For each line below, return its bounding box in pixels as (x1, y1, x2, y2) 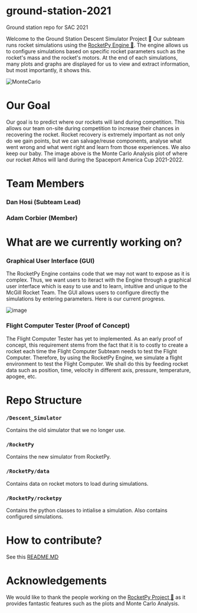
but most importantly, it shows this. (6, 66, 91, 73)
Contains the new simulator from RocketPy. (6, 453, 111, 460)
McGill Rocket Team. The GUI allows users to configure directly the (6, 289, 169, 296)
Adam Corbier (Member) (6, 214, 78, 222)
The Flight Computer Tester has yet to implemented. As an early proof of (6, 335, 183, 342)
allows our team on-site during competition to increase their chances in (6, 124, 180, 131)
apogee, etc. (6, 373, 37, 380)
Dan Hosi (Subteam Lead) (6, 198, 81, 206)
